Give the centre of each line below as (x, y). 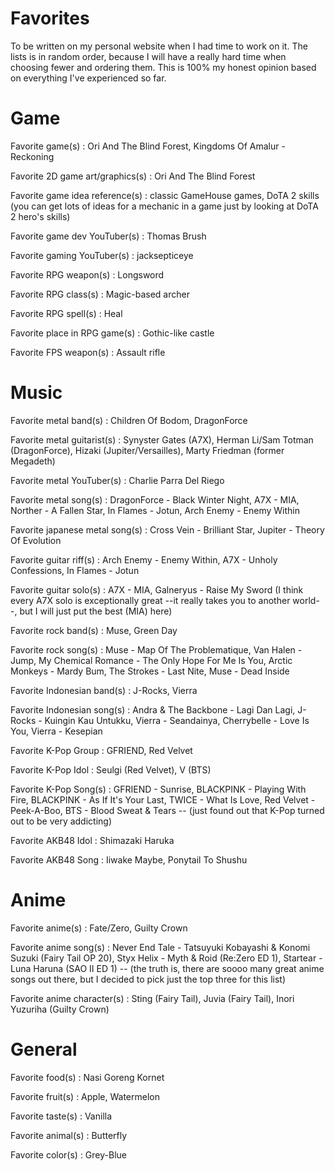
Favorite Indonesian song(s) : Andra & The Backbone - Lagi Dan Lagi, (153, 709)
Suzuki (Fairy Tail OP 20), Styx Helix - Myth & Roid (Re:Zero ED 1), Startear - (166, 958)
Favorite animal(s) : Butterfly (69, 1135)
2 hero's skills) (40, 216)
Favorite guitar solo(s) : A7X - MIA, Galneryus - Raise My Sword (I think (157, 589)
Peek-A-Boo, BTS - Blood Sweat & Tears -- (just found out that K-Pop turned (167, 810)
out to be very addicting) (61, 821)
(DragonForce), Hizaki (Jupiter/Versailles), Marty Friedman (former (147, 450)
